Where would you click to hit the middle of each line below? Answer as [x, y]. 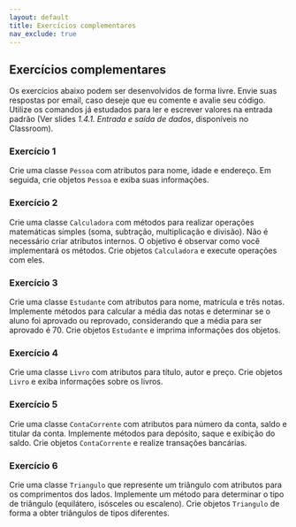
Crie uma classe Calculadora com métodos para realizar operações [132, 222]
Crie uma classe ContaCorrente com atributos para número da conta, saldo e [148, 424]
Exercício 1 [33, 151]
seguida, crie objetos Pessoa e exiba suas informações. [109, 180]
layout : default [39, 17]
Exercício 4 [34, 353]
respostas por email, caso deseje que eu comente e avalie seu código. [137, 100]
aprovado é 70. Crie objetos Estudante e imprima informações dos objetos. [145, 330]
